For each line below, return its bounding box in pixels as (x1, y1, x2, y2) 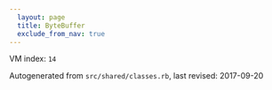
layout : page (17, 12, 66, 22)
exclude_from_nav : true (17, 29, 105, 38)
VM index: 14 (9, 54, 57, 64)
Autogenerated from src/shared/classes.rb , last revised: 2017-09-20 (9, 71, 264, 81)
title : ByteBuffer (17, 21, 86, 30)
